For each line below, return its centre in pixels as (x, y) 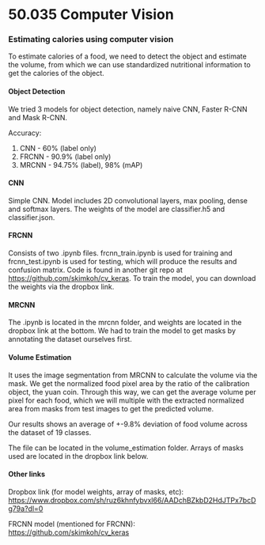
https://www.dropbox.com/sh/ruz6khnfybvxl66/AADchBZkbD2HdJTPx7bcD (132, 500)
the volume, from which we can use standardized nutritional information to (129, 65)
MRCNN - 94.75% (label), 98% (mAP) (81, 165)
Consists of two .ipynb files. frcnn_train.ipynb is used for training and (121, 253)
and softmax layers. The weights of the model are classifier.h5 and (117, 209)
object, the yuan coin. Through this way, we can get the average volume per (132, 392)
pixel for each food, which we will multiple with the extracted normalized (126, 400)
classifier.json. (32, 217)
